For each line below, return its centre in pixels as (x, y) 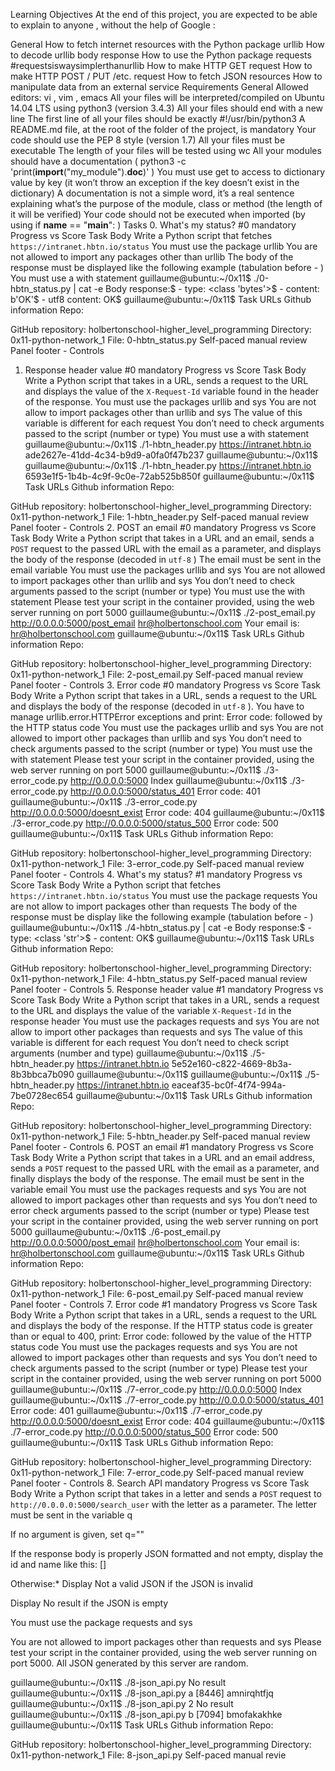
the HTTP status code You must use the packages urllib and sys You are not (167, 727)
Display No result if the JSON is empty (89, 1603)
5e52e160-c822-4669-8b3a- (232, 1063)
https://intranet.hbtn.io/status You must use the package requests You (164, 895)
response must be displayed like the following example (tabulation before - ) (167, 267)
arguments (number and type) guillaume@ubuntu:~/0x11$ (129, 1053)
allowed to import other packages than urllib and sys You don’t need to (156, 738)
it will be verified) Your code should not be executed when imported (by (158, 214)
